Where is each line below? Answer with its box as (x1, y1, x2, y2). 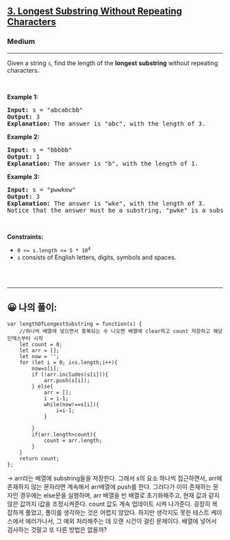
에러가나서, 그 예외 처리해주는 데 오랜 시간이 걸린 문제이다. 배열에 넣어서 (25, 517, 217, 525)
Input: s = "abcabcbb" (7, 106, 84, 114)
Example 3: (7, 172, 40, 180)
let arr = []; (19, 347, 60, 354)
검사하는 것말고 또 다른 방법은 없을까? (7, 525, 107, 534)
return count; (19, 455, 60, 462)
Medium (7, 37, 36, 47)
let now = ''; (19, 353, 60, 360)
